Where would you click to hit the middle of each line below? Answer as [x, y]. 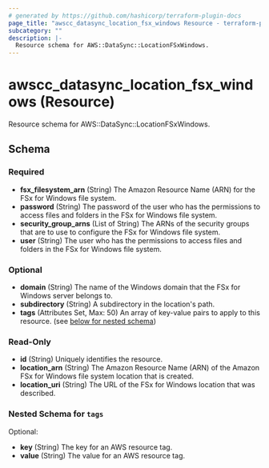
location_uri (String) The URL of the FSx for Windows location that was [137, 385]
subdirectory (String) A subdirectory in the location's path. [117, 304]
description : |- [35, 38]
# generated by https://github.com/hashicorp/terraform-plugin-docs [125, 16]
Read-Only [30, 342]
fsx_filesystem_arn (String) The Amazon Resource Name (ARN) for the [138, 190]
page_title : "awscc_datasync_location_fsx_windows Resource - [114, 23]
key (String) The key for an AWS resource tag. [96, 447]
